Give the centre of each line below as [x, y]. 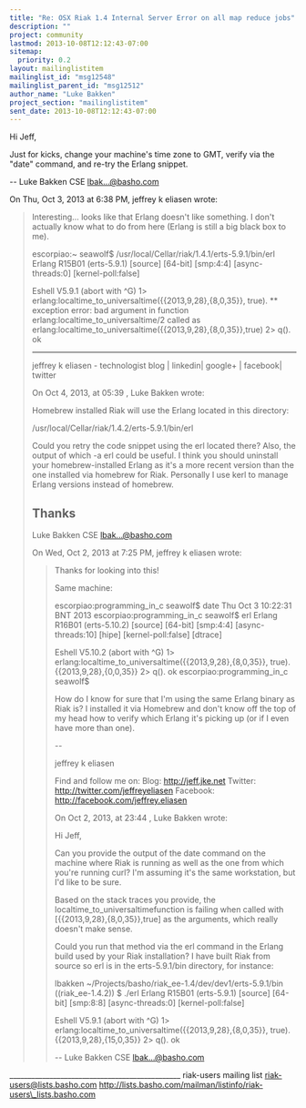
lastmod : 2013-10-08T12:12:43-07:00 [79, 43]
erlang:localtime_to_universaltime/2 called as [116, 320]
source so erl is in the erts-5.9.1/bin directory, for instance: [164, 966]
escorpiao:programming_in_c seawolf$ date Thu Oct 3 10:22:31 [173, 605]
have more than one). [94, 728]
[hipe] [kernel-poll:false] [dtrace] [160, 635]
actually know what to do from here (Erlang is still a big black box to [159, 227]
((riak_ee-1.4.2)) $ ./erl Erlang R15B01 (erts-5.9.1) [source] [162, 993]
